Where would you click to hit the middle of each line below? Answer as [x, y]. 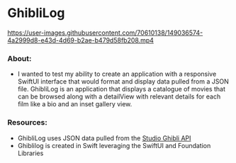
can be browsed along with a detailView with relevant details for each [119, 96]
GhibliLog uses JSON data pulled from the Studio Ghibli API [104, 138]
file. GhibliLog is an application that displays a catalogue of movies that [121, 89]
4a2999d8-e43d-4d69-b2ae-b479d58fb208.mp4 [81, 40]
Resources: [27, 123]
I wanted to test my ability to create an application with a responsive [117, 74]
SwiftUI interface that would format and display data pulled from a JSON [123, 81]
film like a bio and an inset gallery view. [75, 104]
